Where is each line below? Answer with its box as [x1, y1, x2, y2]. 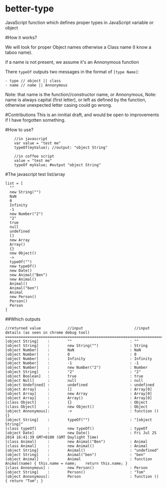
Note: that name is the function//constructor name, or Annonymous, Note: [5, 91, 157, 97]
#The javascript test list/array [5, 171, 66, 177]
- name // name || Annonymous [5, 83, 68, 88]
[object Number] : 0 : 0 [5, 352, 137, 357]
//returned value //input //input [5, 325, 150, 330]
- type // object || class [5, 78, 61, 83]
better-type [5, 3, 54, 14]
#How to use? [5, 127, 34, 133]
